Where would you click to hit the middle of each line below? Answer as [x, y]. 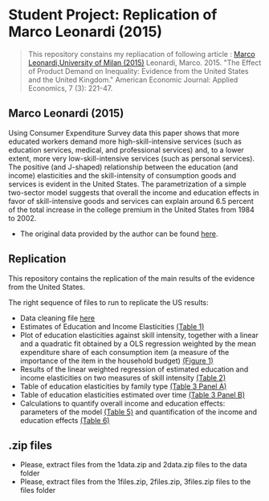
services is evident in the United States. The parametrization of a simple [127, 184]
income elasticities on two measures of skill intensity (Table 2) [123, 377]
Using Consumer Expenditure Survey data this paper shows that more [124, 132]
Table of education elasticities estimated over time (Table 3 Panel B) [132, 394]
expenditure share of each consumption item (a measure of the [124, 352]
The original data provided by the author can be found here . [119, 234]
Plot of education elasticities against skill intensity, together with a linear [139, 335]
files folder [38, 491]
